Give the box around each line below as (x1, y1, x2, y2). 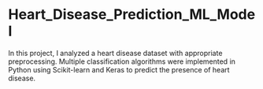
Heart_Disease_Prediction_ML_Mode (8, 6, 256, 24)
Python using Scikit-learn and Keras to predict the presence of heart (8, 65, 230, 74)
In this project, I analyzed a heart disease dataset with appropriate (8, 48, 223, 57)
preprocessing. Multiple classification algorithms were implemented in (8, 57, 236, 66)
